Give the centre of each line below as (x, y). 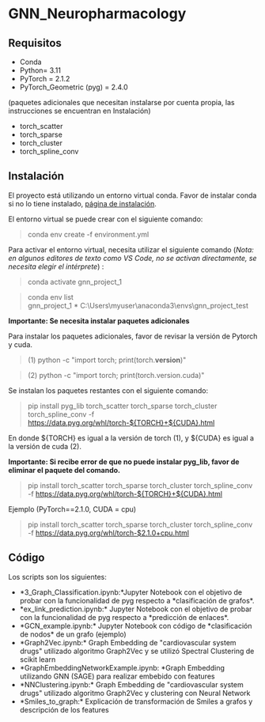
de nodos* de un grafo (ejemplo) (73, 634)
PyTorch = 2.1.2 (45, 79)
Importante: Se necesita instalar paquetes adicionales (99, 320)
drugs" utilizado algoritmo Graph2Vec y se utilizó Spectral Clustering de (137, 651)
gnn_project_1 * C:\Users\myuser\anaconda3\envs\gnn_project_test (138, 305)
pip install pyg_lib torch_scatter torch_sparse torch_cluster (122, 406)
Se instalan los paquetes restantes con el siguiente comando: (108, 390)
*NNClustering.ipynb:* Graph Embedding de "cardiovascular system (131, 684)
